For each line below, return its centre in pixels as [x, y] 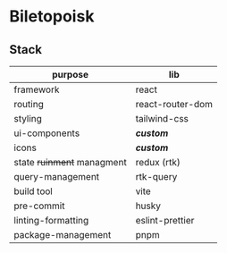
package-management [63, 235]
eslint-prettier [165, 220]
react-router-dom [174, 104]
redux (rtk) [158, 162]
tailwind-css [162, 118]
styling [28, 118]
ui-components [47, 133]
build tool [34, 191]
